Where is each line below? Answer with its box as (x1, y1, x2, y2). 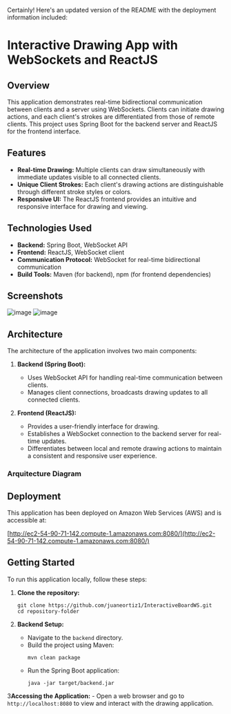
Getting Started (7, 556, 75, 569)
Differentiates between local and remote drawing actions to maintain (27, 444, 222, 453)
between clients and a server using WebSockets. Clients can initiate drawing (7, 105, 225, 113)
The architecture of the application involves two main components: (7, 347, 197, 355)
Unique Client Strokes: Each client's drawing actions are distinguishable (17, 180, 224, 189)
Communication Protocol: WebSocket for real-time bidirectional (17, 255, 201, 263)
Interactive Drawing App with (7, 37, 178, 53)
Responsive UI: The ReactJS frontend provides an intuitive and (17, 195, 197, 203)
